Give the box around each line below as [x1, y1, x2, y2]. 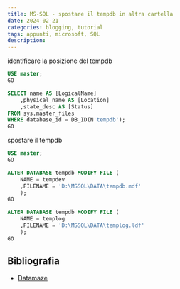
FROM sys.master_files [7, 110, 75, 117]
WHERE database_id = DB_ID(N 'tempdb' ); [7, 116, 126, 123]
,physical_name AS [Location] [20, 96, 110, 103]
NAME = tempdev [20, 176, 65, 183]
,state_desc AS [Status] [20, 103, 94, 111]
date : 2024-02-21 [7, 17, 59, 24]
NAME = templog [20, 216, 65, 223]
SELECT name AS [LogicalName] [7, 90, 97, 97]
